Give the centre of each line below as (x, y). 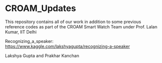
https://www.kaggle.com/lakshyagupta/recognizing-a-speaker (67, 46)
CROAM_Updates (40, 8)
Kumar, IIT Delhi (21, 32)
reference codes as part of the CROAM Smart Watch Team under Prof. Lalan (81, 26)
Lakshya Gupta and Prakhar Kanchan (42, 55)
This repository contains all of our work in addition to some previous (73, 22)
